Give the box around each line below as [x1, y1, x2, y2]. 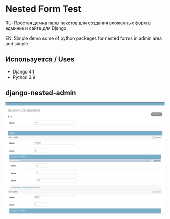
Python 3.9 [12, 74, 36, 80]
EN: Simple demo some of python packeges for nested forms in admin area [5, 35, 162, 41]
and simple [5, 40, 28, 46]
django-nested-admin [5, 89, 76, 97]
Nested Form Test [5, 3, 82, 15]
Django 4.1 [12, 68, 34, 75]
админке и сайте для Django [5, 25, 67, 31]
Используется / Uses [5, 55, 75, 64]
